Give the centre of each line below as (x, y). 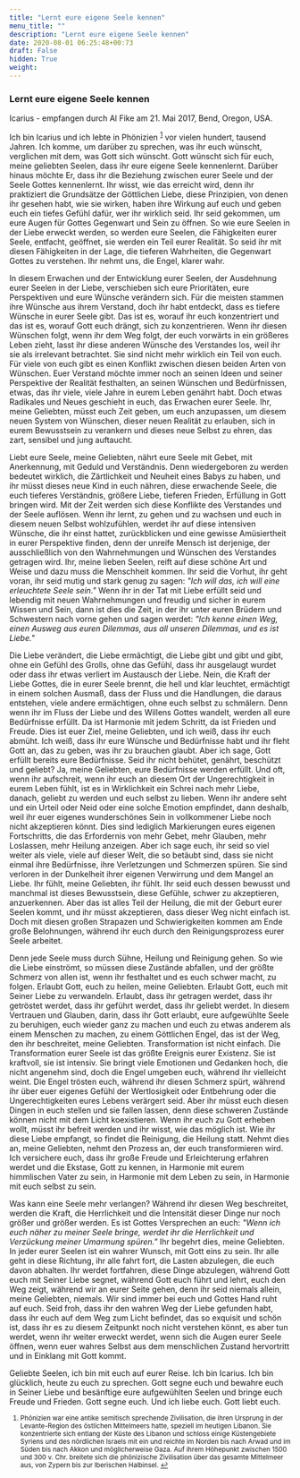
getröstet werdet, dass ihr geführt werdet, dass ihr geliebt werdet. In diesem (150, 1005)
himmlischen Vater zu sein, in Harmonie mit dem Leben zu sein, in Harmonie (150, 1176)
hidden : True (33, 59)
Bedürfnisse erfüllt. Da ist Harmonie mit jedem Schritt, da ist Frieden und (143, 722)
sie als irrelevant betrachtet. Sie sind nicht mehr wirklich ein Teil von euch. (146, 354)
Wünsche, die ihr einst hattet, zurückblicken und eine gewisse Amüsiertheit (148, 533)
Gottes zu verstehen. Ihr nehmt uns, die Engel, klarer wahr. (117, 261)
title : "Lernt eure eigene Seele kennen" (87, 17)
